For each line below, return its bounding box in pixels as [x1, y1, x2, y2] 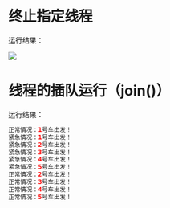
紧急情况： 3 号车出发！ [8, 148, 72, 157]
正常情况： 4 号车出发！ [8, 186, 72, 194]
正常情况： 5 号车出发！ [8, 193, 72, 201]
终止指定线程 [8, 7, 94, 26]
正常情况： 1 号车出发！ [8, 125, 72, 133]
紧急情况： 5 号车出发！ [8, 163, 72, 171]
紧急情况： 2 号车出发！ [8, 141, 72, 149]
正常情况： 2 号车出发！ [8, 170, 72, 179]
